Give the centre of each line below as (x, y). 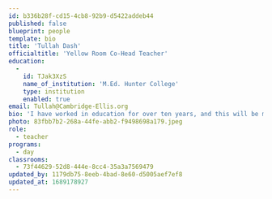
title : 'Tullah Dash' (45, 46)
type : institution (54, 91)
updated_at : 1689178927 (49, 182)
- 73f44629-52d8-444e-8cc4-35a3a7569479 (85, 167)
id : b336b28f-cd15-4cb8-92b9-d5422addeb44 (81, 16)
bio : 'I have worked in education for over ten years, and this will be (134, 115)
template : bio (32, 39)
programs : (25, 144)
